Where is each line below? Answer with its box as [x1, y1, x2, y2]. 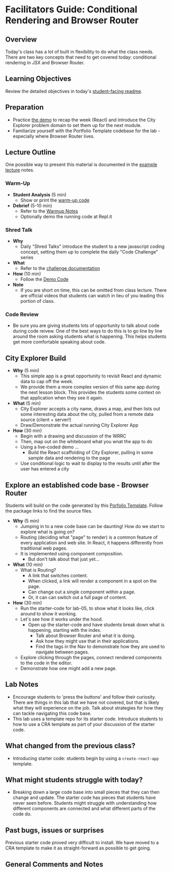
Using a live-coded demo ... [20, 444, 79, 450]
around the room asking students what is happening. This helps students [12, 333, 166, 340]
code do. [12, 811, 32, 817]
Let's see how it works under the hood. [20, 616, 103, 622]
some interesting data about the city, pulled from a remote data [20, 411, 154, 417]
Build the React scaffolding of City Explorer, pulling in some [28, 449, 154, 456]
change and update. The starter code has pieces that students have [12, 794, 156, 801]
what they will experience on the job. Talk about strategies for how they [12, 704, 164, 711]
